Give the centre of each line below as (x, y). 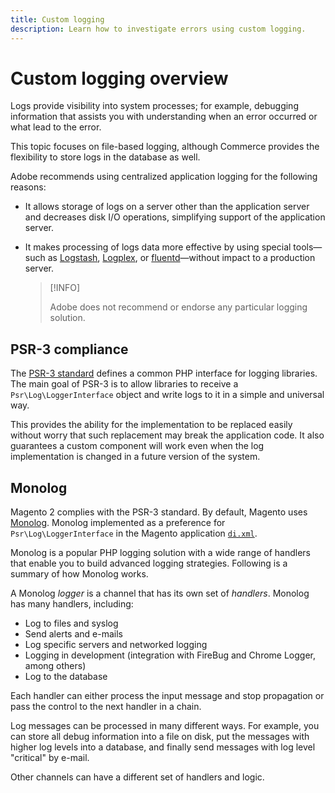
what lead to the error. (56, 127)
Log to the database (66, 677)
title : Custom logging (57, 19)
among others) (55, 666)
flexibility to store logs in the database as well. (105, 157)
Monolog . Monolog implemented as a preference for (118, 523)
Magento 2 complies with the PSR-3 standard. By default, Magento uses (159, 512)
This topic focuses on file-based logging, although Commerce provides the (165, 147)
